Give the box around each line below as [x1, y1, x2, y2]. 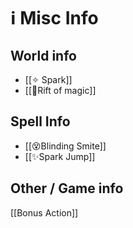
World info [10, 47, 77, 64]
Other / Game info [10, 180, 124, 197]
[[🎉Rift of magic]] [24, 85, 97, 96]
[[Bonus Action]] [10, 206, 79, 219]
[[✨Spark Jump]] [24, 150, 96, 162]
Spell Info [10, 113, 71, 130]
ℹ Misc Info [10, 7, 99, 30]
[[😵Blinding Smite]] [24, 140, 107, 152]
